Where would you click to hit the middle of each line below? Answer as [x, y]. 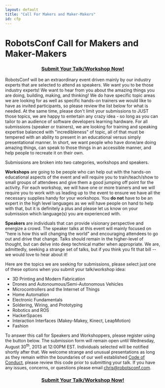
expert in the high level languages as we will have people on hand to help [79, 203]
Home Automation [31, 294]
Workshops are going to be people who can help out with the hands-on [78, 172]
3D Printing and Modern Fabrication [49, 279]
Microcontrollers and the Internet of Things [56, 289]
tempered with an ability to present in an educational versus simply [73, 137]
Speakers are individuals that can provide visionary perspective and [74, 223]
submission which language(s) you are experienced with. [63, 213]
